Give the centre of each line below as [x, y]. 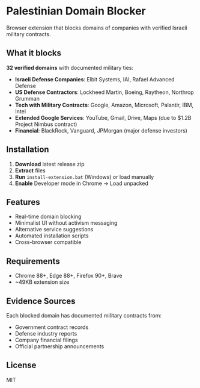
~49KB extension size [42, 282]
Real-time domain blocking [48, 217]
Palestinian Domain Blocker [76, 11]
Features [23, 202]
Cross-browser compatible [48, 242]
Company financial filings [46, 340]
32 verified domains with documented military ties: [70, 67]
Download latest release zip [50, 164]
